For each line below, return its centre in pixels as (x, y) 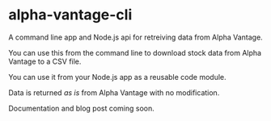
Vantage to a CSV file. (45, 61)
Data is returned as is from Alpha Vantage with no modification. (114, 92)
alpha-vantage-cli (70, 15)
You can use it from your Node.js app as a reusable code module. (117, 77)
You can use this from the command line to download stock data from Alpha (135, 52)
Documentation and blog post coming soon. (82, 108)
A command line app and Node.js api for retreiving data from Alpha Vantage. (135, 37)
